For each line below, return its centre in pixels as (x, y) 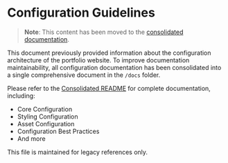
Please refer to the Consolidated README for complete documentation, (109, 88)
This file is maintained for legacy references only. (77, 152)
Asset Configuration (46, 123)
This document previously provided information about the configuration (109, 53)
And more (32, 138)
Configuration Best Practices (58, 131)
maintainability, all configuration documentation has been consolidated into (114, 67)
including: (21, 96)
